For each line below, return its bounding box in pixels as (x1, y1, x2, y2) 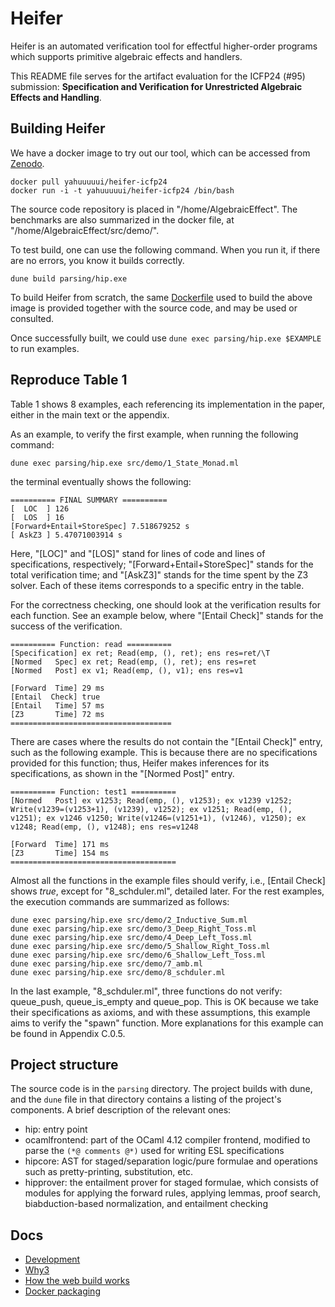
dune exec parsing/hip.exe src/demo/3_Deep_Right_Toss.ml (10, 923, 257, 934)
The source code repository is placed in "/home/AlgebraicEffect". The (10, 203, 298, 215)
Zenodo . (10, 157, 45, 169)
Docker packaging (24, 1285, 101, 1297)
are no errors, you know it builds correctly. (10, 254, 185, 266)
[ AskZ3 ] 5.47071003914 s (10, 530, 123, 540)
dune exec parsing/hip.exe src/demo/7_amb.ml (10, 958, 203, 969)
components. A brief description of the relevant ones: (10, 1104, 232, 1116)
